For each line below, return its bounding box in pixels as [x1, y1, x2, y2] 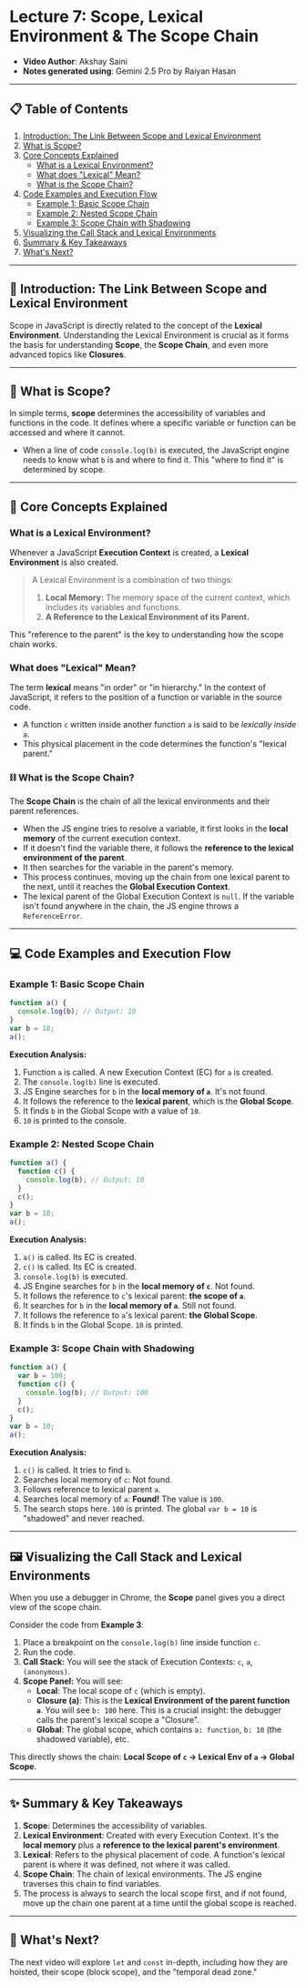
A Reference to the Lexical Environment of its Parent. [45, 612, 250, 623]
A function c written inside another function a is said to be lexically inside [22, 719, 297, 730]
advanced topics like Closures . [9, 349, 127, 360]
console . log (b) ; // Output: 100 [25, 1388, 148, 1397]
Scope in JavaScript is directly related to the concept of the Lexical [9, 320, 262, 331]
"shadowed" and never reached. [22, 1513, 145, 1524]
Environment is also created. [9, 557, 118, 568]
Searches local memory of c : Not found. [22, 1474, 173, 1485]
